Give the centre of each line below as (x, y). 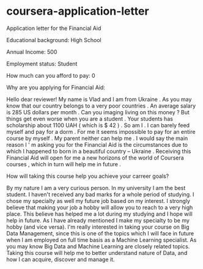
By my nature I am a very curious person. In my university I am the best (96, 188)
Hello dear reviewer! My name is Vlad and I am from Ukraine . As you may (99, 99)
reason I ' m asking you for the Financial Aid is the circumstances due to (97, 144)
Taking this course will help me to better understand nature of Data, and (97, 252)
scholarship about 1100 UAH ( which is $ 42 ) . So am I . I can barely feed (98, 125)
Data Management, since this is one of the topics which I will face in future (100, 233)
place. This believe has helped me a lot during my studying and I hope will (99, 214)
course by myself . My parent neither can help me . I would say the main (97, 138)
